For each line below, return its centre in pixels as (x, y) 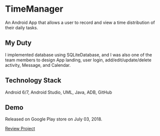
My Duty (18, 43)
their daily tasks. (21, 27)
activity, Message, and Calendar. (38, 65)
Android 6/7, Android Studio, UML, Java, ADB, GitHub (59, 92)
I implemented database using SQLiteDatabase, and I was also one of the (79, 55)
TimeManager (34, 9)
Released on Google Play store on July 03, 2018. (54, 119)
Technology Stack (33, 81)
